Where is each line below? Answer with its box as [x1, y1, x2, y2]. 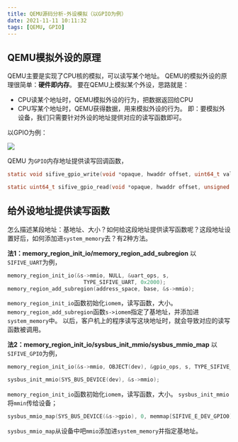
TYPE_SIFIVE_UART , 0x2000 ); [83, 278, 166, 285]
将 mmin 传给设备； [7, 399, 58, 407]
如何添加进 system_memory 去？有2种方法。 [31, 234, 152, 242]
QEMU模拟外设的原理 [7, 51, 101, 64]
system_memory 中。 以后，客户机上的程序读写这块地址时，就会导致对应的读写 [7, 317, 231, 325]
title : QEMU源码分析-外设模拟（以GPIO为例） [7, 10, 127, 18]
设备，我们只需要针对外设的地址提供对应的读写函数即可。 [17, 113, 186, 122]
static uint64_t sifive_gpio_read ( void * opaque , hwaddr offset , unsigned [7, 183, 230, 191]
